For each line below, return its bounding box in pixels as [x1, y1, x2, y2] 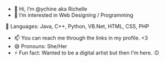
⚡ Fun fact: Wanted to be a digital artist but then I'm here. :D [14, 49, 159, 56]
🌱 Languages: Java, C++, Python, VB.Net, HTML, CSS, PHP [5, 23, 150, 30]
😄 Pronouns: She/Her [14, 43, 68, 49]
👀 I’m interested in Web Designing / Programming [14, 12, 133, 19]
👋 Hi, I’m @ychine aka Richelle [14, 6, 87, 12]
